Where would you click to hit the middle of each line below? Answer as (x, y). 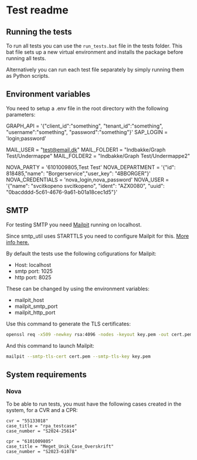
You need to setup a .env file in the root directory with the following (87, 108)
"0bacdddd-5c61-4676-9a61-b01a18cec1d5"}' (62, 192)
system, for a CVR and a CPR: (42, 410)
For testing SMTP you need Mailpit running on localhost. (74, 224)
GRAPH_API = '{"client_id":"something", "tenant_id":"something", (84, 126)
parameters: (21, 114)
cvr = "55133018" (27, 421)
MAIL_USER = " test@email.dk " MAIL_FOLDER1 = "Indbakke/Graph (86, 149)
